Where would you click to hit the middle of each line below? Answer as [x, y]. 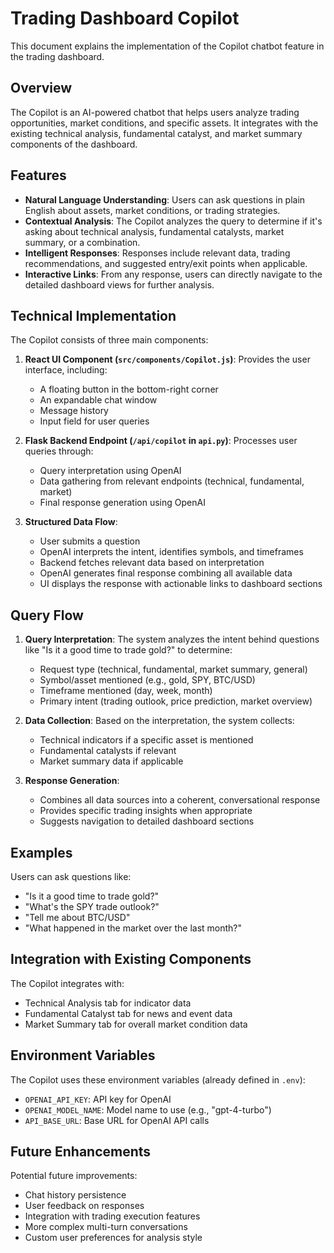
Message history [74, 411]
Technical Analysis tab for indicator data [108, 1003]
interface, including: [66, 370]
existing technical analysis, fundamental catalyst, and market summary [156, 133]
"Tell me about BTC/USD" [77, 917]
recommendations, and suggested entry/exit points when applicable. [166, 263]
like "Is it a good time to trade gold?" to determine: [128, 650]
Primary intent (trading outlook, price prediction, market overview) [176, 701]
